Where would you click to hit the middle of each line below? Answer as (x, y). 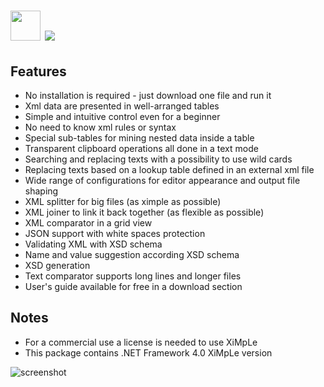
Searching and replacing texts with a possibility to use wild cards (158, 159)
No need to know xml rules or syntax (100, 127)
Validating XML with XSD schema (93, 244)
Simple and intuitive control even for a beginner (122, 116)
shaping (41, 191)
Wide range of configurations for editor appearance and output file (162, 180)
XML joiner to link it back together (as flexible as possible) (144, 212)
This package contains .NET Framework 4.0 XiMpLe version (148, 352)
